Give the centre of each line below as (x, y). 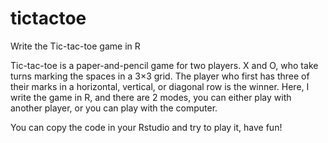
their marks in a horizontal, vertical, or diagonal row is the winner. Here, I (160, 86)
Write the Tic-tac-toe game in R (75, 46)
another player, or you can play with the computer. (114, 108)
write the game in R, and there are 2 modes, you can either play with (151, 97)
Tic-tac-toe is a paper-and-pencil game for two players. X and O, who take (164, 65)
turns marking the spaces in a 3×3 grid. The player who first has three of (160, 76)
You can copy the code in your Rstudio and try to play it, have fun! (146, 127)
